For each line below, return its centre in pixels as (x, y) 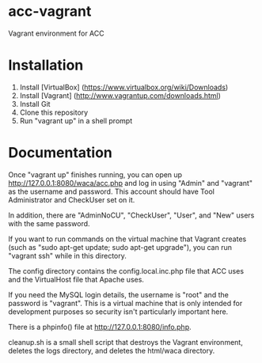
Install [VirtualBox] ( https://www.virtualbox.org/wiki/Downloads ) (124, 87)
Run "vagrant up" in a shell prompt (76, 120)
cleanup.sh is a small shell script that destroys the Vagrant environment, (125, 342)
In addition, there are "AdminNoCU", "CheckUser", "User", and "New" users (131, 215)
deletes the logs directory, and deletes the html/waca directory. (112, 350)
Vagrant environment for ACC (56, 33)
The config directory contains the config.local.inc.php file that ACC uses (126, 270)
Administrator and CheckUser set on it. (72, 199)
